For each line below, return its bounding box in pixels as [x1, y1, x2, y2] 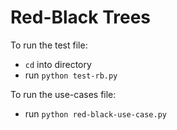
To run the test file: [10, 39, 88, 51]
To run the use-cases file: [10, 88, 117, 100]
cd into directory [24, 58, 92, 70]
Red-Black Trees [10, 6, 152, 29]
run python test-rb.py [24, 69, 118, 81]
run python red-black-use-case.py [24, 107, 168, 120]
